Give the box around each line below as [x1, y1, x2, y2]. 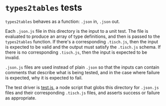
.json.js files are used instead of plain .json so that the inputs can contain [5, 64, 160, 70]
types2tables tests [5, 2, 82, 13]
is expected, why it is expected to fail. [5, 75, 83, 81]
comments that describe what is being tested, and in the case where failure [5, 69, 160, 75]
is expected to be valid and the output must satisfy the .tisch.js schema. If [5, 44, 161, 50]
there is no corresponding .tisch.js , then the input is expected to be [5, 49, 148, 55]
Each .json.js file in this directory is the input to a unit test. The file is [5, 28, 149, 34]
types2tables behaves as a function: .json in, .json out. [5, 18, 120, 24]
